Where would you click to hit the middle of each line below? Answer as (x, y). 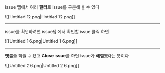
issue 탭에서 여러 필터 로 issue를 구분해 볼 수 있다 (52, 7)
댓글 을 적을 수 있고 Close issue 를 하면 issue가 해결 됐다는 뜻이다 (67, 56)
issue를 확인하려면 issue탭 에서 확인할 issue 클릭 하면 (57, 31)
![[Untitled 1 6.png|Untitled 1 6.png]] (41, 41)
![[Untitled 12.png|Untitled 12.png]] (40, 17)
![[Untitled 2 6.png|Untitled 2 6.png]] (42, 65)
